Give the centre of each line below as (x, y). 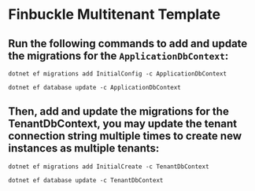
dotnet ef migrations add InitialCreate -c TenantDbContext (109, 167)
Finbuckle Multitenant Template (115, 15)
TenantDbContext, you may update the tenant (123, 124)
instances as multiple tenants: (84, 148)
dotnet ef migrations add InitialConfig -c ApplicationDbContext (117, 74)
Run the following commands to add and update (128, 44)
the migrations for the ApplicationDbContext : (118, 55)
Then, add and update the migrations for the (119, 112)
